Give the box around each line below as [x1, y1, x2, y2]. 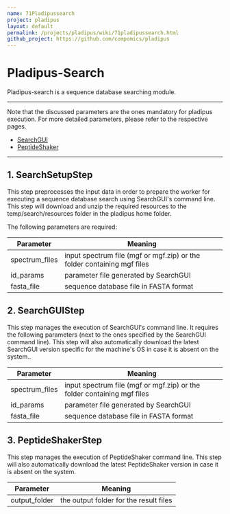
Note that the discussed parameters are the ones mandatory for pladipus [7, 108, 213, 116]
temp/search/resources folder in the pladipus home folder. [7, 209, 172, 217]
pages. [7, 122, 27, 131]
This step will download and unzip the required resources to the [7, 202, 187, 210]
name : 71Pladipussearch [7, 10, 75, 17]
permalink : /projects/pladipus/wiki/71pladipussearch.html [7, 29, 179, 36]
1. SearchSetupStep [7, 169, 93, 181]
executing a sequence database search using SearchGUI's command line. [7, 194, 216, 203]
